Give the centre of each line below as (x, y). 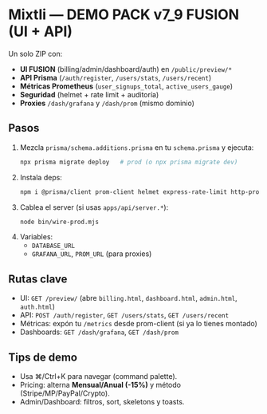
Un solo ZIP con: (35, 53)
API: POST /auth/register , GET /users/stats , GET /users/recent (124, 315)
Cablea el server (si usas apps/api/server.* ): (94, 207)
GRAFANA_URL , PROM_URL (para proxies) (92, 254)
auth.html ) (37, 307)
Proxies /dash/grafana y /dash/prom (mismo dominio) (107, 103)
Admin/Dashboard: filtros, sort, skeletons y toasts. (102, 402)
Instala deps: (41, 177)
